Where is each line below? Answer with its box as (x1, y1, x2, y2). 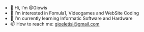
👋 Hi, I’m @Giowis (10, 5, 47, 10)
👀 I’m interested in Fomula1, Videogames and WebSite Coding (10, 10, 139, 16)
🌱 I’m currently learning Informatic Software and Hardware (10, 15, 133, 21)
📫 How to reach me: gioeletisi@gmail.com (10, 21, 100, 27)
